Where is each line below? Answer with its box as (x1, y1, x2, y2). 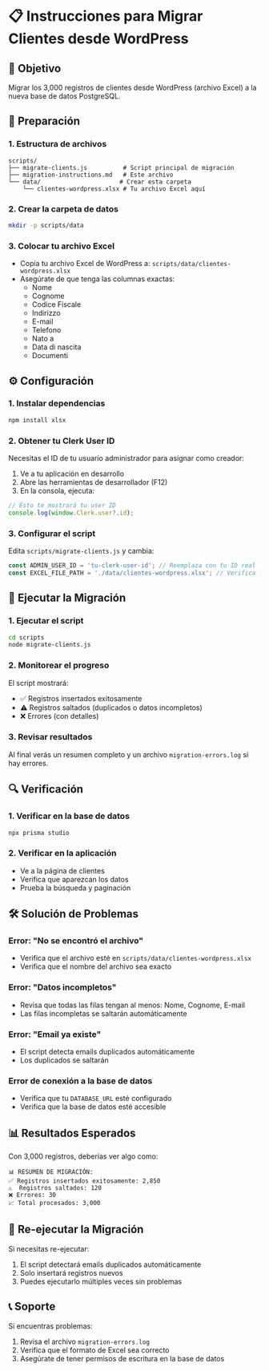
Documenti (31, 351, 69, 361)
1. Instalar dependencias (8, 398, 106, 409)
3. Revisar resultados (8, 732, 93, 743)
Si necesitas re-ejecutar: (8, 1244, 90, 1253)
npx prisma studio (8, 829, 70, 837)
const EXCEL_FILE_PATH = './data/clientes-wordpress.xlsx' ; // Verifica (8, 569, 256, 577)
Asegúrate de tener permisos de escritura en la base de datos (19, 1353, 225, 1363)
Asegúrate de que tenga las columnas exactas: (19, 274, 175, 284)
